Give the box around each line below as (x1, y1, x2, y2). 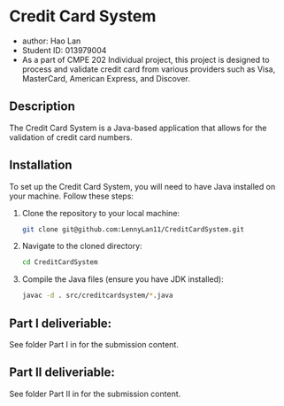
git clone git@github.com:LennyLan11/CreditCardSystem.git (21, 224, 245, 234)
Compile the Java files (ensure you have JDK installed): (21, 274, 224, 285)
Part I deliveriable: (9, 316, 112, 331)
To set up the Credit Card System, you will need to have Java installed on (9, 181, 276, 191)
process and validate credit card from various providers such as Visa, (21, 64, 276, 74)
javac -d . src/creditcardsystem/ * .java (21, 291, 173, 301)
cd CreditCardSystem (21, 258, 98, 267)
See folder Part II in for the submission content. (9, 388, 181, 399)
